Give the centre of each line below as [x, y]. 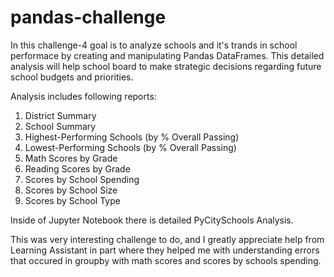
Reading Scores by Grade [77, 168]
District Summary [60, 115]
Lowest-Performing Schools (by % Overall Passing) [130, 147]
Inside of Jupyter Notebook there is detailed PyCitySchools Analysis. [152, 220]
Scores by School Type [72, 200]
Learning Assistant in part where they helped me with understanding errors [165, 250]
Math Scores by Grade [71, 158]
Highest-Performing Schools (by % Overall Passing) [132, 137]
